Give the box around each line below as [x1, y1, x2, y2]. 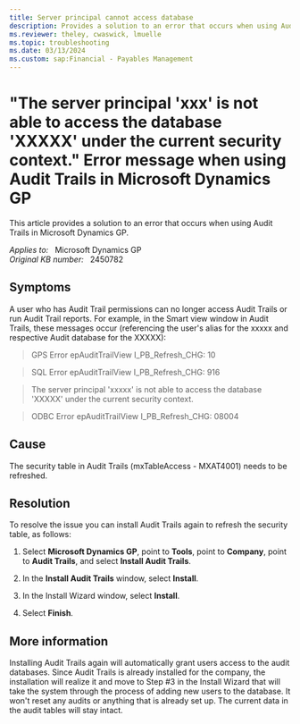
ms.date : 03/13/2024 [9, 46, 87, 55]
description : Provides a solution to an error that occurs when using [9, 21, 278, 30]
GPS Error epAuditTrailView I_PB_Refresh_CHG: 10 [30, 349, 216, 360]
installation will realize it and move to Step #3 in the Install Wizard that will [9, 677, 281, 687]
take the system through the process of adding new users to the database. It [9, 686, 291, 697]
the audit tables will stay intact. [9, 705, 123, 716]
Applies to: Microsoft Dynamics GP [9, 244, 142, 255]
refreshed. [9, 470, 48, 481]
